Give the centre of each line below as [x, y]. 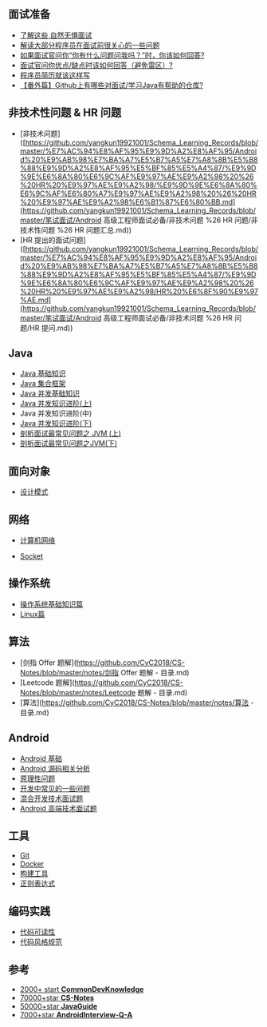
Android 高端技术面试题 [58, 808]
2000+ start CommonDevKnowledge [82, 989]
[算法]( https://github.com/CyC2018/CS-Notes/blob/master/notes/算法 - [137, 703]
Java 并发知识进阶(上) [56, 404]
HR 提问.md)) [51, 328]
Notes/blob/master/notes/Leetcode [78, 692]
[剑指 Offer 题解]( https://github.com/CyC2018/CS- [102, 663]
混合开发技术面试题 [51, 798]
